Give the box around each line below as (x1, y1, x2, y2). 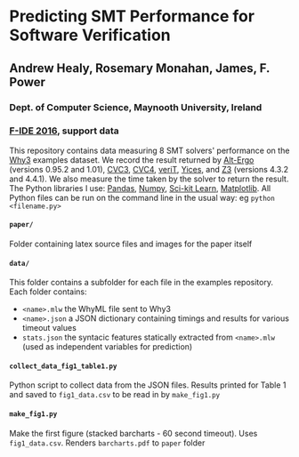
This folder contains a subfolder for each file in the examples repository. (9, 277, 274, 288)
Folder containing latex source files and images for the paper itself (9, 238, 253, 249)
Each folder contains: (9, 286, 87, 297)
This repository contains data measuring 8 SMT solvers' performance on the (9, 145, 290, 156)
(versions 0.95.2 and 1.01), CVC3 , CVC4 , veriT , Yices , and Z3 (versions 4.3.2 (9, 164, 289, 174)
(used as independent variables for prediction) (21, 341, 193, 352)
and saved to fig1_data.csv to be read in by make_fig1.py (9, 389, 221, 400)
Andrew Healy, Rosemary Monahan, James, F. (9, 60, 270, 76)
